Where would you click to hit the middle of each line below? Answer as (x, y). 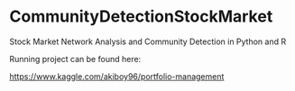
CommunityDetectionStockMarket (141, 17)
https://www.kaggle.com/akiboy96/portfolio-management (117, 76)
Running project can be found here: (75, 59)
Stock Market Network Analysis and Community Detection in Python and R (148, 41)
